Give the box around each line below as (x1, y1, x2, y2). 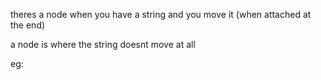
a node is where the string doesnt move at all (10, 39, 196, 50)
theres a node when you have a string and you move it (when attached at (10, 9, 312, 20)
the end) (10, 19, 46, 31)
